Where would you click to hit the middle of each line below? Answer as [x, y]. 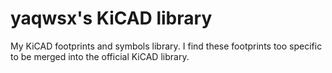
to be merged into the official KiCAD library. [100, 56]
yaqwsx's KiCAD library [111, 18]
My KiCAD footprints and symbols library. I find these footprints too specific [166, 46]
